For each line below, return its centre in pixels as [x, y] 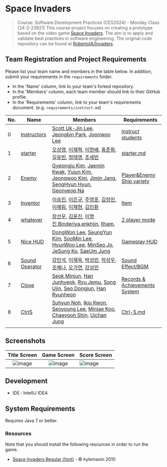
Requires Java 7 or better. [32, 421]
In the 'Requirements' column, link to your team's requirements [77, 102]
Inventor [30, 203]
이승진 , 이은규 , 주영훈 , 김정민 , [84, 199]
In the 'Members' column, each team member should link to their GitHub [86, 91]
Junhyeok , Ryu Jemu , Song [84, 282]
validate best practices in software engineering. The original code [85, 38]
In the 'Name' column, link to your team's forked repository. [73, 86]
